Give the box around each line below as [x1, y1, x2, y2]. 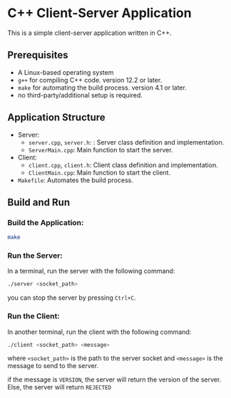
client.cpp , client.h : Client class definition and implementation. [28, 160, 219, 169]
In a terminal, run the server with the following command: [7, 267, 175, 276]
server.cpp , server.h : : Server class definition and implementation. [28, 137, 225, 147]
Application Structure [7, 112, 106, 124]
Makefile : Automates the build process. [17, 176, 133, 184]
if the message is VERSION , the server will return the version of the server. [7, 375, 222, 384]
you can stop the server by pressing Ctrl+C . [7, 293, 136, 302]
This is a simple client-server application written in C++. [7, 28, 173, 37]
